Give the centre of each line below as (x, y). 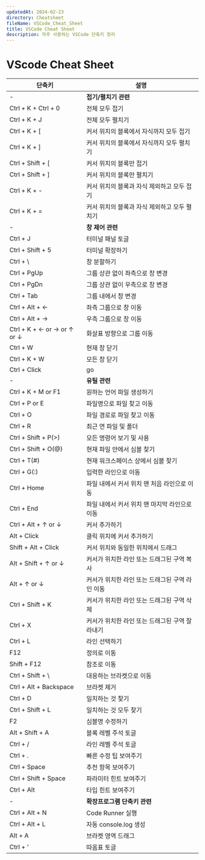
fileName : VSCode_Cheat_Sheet (45, 23)
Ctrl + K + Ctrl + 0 (35, 109)
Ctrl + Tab (23, 296)
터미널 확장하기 (107, 251)
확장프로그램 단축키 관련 (119, 801)
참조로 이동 (101, 664)
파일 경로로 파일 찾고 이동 (120, 415)
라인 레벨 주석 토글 (111, 745)
